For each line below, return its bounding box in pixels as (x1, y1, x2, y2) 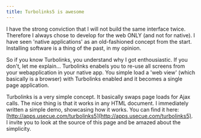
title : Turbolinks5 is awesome (6, 8, 85, 15)
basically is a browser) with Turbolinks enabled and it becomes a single (6, 75, 183, 82)
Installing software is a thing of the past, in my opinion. (6, 44, 142, 52)
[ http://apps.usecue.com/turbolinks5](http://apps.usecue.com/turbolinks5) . (6, 112, 193, 119)
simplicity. (6, 125, 31, 132)
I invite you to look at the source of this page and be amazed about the (6, 118, 181, 126)
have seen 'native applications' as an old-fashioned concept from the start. (6, 38, 192, 45)
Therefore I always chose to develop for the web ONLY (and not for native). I (6, 31, 195, 39)
